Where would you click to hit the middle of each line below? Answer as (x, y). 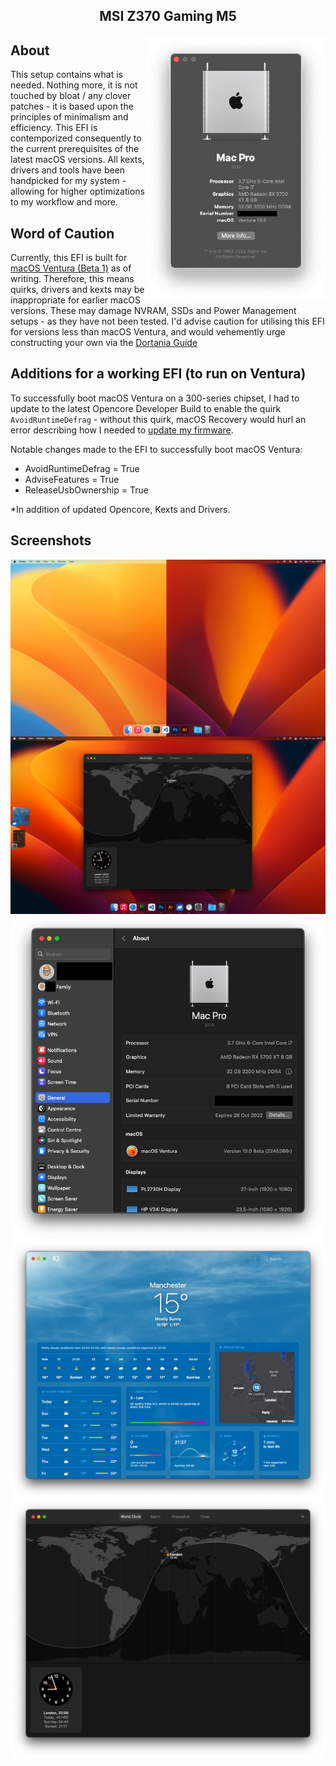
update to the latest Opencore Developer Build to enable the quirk (146, 408)
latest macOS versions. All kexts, (77, 160)
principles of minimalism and (69, 117)
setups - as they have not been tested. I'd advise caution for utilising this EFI (167, 321)
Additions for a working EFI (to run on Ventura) (158, 374)
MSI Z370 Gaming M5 (168, 16)
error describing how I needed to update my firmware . (122, 430)
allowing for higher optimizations (77, 191)
